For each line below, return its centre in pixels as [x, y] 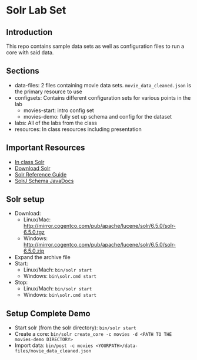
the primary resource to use [48, 91]
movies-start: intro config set [59, 110]
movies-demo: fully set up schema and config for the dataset [98, 116]
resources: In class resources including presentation [78, 129]
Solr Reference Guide [41, 174]
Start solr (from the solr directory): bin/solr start [75, 328]
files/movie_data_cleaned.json [53, 351]
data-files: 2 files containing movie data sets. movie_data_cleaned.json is [103, 85]
